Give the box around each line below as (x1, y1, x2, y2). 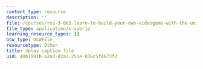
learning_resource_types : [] (6, 31, 80, 37)
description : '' (6, 14, 47, 20)
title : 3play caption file (6, 48, 74, 54)
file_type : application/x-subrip (6, 25, 91, 32)
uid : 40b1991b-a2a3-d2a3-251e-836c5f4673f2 (6, 53, 118, 59)
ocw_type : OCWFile (6, 37, 53, 43)
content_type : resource (6, 8, 66, 15)
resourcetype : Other (6, 43, 59, 49)
